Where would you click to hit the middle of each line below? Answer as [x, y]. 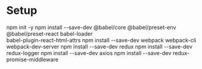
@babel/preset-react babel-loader [49, 33]
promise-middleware [33, 59]
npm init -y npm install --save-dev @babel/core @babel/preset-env [91, 27]
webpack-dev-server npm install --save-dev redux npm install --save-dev [99, 47]
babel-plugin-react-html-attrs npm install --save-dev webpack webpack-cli [101, 40]
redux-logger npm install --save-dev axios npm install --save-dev [89, 53]
